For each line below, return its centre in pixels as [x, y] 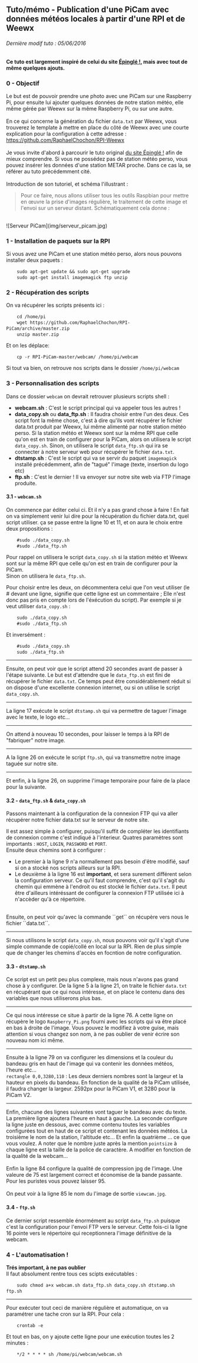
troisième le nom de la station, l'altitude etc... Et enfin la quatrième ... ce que [98, 1137]
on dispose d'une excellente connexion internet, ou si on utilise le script [93, 687]
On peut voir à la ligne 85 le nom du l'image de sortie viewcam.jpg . [86, 1194]
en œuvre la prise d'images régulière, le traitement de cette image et [104, 202]
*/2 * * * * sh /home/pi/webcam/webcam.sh [70, 1354]
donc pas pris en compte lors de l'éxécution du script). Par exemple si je [94, 600]
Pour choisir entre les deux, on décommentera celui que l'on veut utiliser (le [98, 587]
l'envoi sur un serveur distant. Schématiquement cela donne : [95, 208]
